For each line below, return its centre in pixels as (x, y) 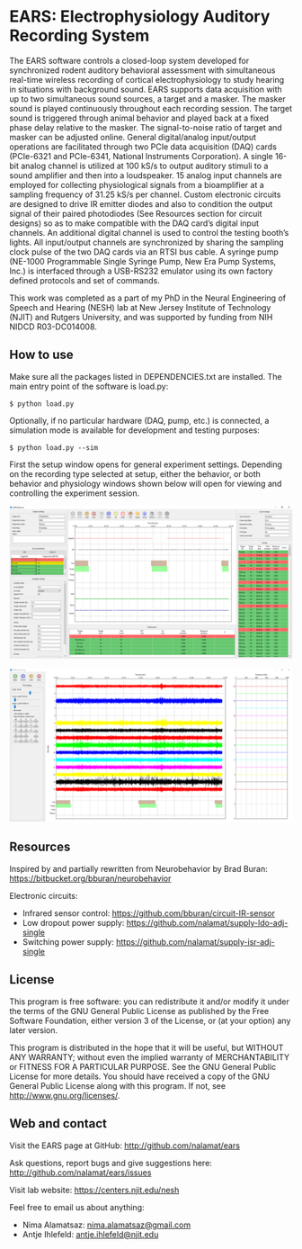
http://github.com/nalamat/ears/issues (80, 1173)
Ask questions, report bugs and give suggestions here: (111, 1163)
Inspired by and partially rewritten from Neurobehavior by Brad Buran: (138, 868)
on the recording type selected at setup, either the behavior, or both (135, 473)
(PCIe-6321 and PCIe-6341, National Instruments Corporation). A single (142, 156)
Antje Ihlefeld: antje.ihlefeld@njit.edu (90, 1234)
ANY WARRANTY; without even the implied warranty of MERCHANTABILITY (150, 1057)
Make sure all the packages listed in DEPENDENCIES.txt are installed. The (146, 376)
